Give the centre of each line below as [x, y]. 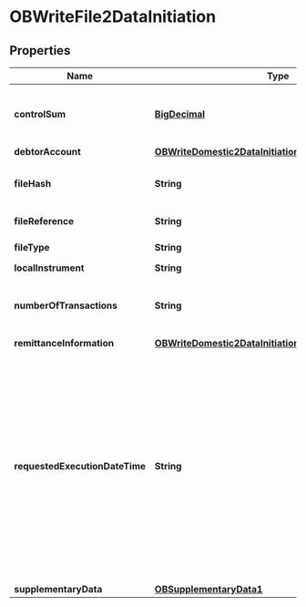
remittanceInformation [64, 343]
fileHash [33, 184]
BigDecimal [180, 114]
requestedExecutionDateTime [80, 466]
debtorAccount [48, 152]
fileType [32, 247]
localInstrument [49, 268]
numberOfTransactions [66, 305]
